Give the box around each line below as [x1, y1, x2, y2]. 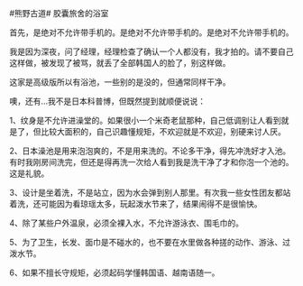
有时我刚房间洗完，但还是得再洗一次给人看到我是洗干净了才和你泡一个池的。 [9, 157, 294, 167]
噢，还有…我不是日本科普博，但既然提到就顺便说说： [9, 96, 207, 106]
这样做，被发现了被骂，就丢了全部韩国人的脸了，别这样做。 [9, 58, 231, 68]
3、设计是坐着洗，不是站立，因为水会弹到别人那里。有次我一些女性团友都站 [9, 188, 291, 198]
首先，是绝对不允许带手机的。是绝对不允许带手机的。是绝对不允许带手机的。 [9, 27, 294, 38]
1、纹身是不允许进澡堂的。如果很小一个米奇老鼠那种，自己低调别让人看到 [9, 115, 281, 125]
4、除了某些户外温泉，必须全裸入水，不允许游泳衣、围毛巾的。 [9, 217, 244, 228]
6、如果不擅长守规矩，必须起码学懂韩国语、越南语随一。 [9, 267, 220, 278]
